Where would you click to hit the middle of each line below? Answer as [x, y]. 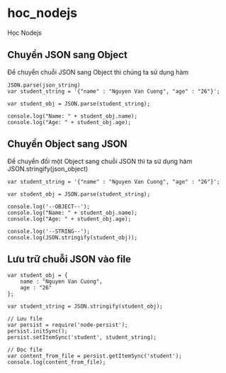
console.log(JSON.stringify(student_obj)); [73, 238]
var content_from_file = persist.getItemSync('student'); [95, 356]
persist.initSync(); [38, 331]
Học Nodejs [25, 33]
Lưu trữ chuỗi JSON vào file [69, 259]
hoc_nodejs [43, 13]
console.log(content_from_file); [57, 362]
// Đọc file [25, 350]
